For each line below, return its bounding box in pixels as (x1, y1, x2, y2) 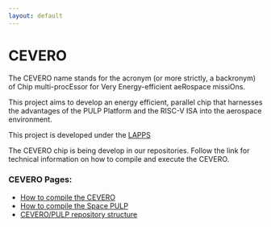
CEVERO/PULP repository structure (19, 209, 138, 219)
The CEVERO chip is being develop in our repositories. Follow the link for (8, 146, 250, 155)
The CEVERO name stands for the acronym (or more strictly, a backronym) (8, 73, 256, 83)
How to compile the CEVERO (19, 192, 116, 202)
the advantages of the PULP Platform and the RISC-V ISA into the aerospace (8, 105, 262, 115)
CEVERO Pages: (8, 174, 73, 185)
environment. (8, 114, 52, 124)
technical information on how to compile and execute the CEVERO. (8, 154, 230, 163)
